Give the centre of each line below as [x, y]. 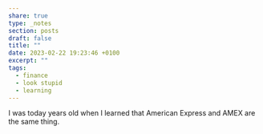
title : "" [25, 46]
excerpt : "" [28, 61]
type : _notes [30, 23]
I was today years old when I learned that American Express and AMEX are [132, 113]
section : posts [34, 30]
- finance [32, 75]
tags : [17, 68]
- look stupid [39, 83]
